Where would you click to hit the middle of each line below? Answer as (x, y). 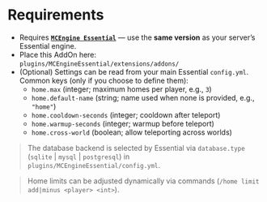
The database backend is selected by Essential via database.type (136, 148)
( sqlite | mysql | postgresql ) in (78, 157)
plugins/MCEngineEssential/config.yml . (94, 165)
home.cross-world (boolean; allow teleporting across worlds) (131, 132)
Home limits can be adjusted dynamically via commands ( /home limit (143, 181)
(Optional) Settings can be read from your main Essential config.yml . (134, 71)
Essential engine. (48, 45)
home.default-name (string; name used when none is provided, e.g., (143, 97)
